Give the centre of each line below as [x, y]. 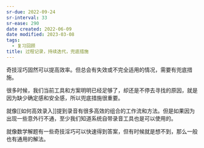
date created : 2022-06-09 [39, 29]
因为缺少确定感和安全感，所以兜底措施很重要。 [65, 97]
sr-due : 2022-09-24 [31, 12]
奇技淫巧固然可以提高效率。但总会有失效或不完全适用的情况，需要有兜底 [97, 69]
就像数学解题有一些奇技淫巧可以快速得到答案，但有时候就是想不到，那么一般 [102, 131]
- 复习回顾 [24, 46]
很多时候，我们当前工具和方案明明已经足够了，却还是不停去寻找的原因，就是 [102, 90]
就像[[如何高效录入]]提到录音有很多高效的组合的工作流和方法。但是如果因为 [101, 111]
